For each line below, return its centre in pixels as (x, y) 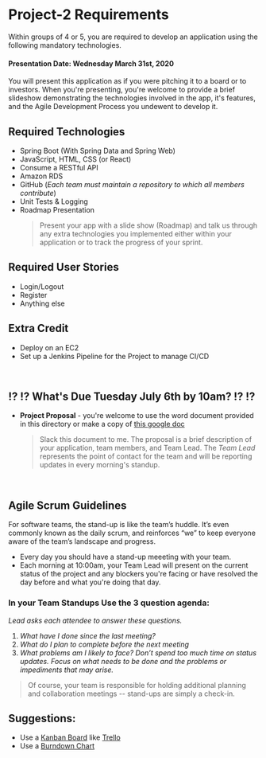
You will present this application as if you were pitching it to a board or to (127, 81)
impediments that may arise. (66, 670)
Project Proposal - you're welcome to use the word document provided (137, 416)
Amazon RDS (41, 176)
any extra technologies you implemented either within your (135, 233)
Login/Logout (42, 286)
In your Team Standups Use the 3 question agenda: (109, 603)
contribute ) (38, 193)
